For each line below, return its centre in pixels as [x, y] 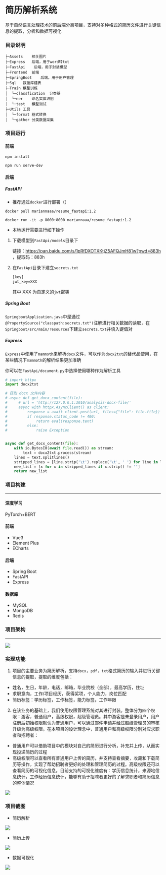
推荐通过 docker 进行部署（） [41, 202]
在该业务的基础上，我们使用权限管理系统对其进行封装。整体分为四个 [82, 710]
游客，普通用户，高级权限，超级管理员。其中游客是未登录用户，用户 [90, 717]
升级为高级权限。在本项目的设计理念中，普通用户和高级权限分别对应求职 [86, 729]
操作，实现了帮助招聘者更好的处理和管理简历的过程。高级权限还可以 [90, 764]
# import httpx [21, 380]
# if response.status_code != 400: [51, 416]
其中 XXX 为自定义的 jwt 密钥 [41, 292]
